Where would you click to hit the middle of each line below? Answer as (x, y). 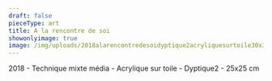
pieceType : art (34, 23)
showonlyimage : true (43, 38)
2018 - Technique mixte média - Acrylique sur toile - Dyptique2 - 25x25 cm (134, 68)
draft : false (30, 16)
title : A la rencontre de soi (59, 30)
